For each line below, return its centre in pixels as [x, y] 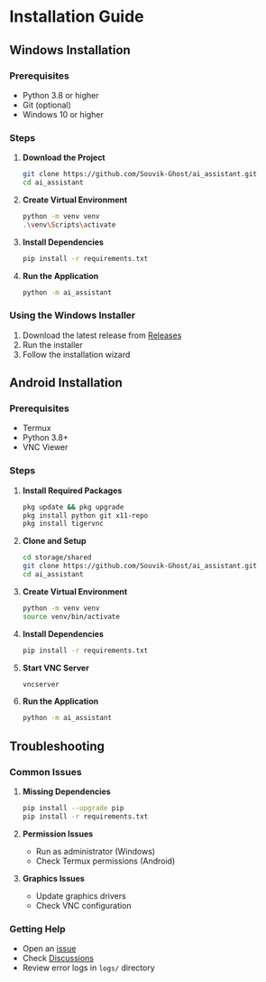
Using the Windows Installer [73, 315]
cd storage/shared [57, 557]
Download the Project [64, 158]
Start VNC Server [56, 668]
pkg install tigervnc [63, 524]
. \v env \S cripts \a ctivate [69, 224]
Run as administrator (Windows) [96, 851]
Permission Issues [58, 834]
